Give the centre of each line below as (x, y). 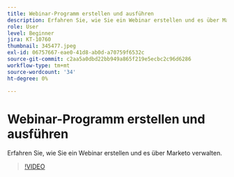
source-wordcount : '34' (42, 72)
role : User (23, 26)
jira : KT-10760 (29, 40)
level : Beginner (31, 33)
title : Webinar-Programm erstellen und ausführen (81, 14)
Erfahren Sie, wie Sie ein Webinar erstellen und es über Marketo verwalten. (115, 153)
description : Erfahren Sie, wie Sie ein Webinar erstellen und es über (113, 20)
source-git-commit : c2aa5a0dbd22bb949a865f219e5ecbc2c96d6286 (99, 59)
